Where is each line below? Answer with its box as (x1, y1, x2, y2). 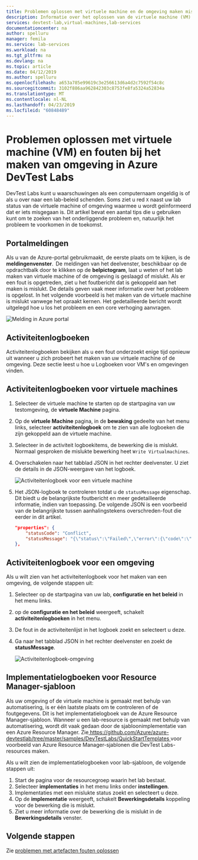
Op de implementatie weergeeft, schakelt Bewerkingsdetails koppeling (14, 795, 190, 802)
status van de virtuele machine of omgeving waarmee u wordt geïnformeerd (6, 202, 192, 209)
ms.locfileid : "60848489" (6, 107, 70, 113)
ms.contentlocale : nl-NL (6, 96, 67, 102)
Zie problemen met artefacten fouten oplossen (6, 847, 119, 854)
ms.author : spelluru (6, 74, 57, 80)
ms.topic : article (6, 63, 51, 70)
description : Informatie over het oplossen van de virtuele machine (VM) (6, 14, 192, 20)
